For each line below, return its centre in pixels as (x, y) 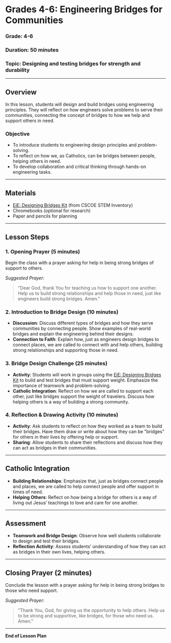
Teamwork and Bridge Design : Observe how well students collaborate (87, 536)
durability (18, 70)
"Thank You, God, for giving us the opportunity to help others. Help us (91, 610)
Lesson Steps (27, 237)
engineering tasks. (32, 172)
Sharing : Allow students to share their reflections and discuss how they (88, 442)
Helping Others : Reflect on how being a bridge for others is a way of (84, 497)
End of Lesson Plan (26, 636)
